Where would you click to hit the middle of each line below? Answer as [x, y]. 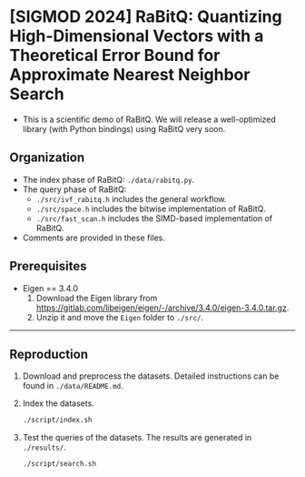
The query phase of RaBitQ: [74, 189]
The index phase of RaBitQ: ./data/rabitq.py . [108, 179]
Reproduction [49, 354]
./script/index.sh [57, 421]
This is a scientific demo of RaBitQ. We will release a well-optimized [149, 119]
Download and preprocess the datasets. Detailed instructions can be [151, 376]
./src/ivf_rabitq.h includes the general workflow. [131, 198]
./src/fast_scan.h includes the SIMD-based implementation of [154, 218]
